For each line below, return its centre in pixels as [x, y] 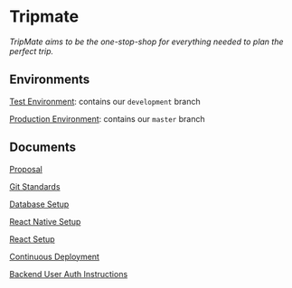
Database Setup [39, 204]
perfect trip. [32, 51]
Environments [50, 80]
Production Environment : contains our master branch [107, 118]
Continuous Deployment [54, 256]
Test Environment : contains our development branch [105, 101]
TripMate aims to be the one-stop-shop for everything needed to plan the [146, 42]
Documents [43, 148]
